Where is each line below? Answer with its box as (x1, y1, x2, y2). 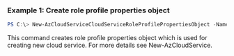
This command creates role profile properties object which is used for (7, 34, 208, 42)
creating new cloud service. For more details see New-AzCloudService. (7, 41, 212, 50)
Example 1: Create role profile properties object (7, 6, 170, 15)
